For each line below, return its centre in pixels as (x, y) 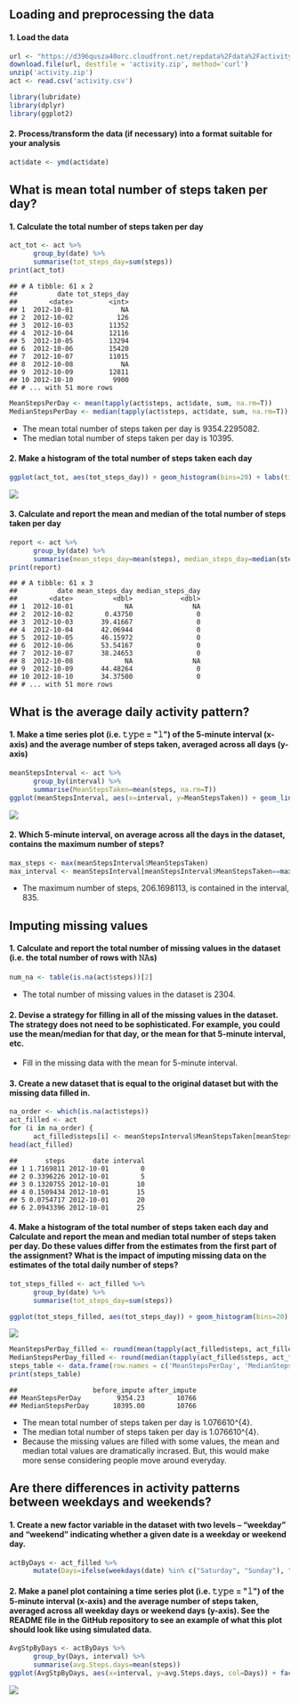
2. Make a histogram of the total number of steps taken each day (131, 459)
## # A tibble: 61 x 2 (51, 286)
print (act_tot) (37, 271)
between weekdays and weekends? (110, 1502)
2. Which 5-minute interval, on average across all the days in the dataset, (147, 835)
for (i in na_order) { (51, 1129)
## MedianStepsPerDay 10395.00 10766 (103, 1406)
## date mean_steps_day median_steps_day (105, 591)
